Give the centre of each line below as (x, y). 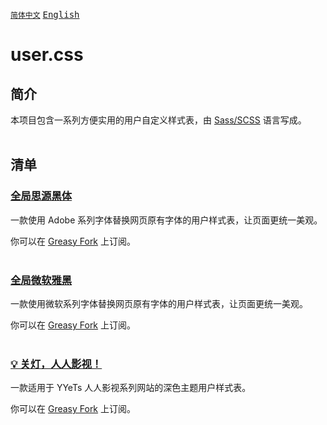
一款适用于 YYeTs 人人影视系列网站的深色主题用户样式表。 (131, 388)
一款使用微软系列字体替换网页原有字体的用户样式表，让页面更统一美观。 (159, 303)
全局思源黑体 (41, 196)
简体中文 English (45, 14)
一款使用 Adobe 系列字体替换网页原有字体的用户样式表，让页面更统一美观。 (166, 220)
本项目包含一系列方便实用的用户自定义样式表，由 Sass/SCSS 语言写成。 (158, 120)
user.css (47, 55)
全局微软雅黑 (41, 280)
